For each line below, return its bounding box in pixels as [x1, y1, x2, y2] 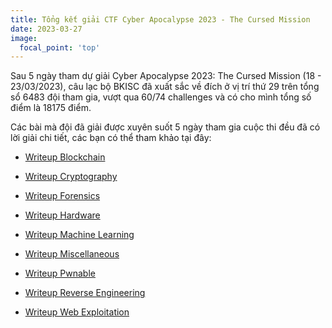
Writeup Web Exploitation [24, 306, 130, 318]
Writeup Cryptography [24, 171, 118, 183]
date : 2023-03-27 [10, 24, 83, 34]
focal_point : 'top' [19, 42, 101, 53]
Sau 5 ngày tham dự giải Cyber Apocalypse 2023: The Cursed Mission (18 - [10, 70, 322, 82]
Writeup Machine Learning [24, 229, 135, 241]
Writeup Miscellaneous [24, 248, 120, 260]
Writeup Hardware [24, 209, 101, 221]
